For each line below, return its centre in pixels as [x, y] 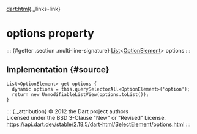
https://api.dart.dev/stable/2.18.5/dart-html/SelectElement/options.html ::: [98, 124]
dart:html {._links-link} [34, 9]
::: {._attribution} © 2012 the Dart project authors [67, 111]
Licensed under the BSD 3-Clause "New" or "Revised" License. [86, 117]
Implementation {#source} [58, 70]
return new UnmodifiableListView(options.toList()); [80, 94]
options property [50, 34]
